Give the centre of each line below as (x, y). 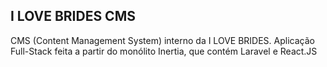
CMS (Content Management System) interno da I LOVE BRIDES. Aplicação (162, 40)
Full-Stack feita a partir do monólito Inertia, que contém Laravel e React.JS (164, 51)
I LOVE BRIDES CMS (73, 16)
